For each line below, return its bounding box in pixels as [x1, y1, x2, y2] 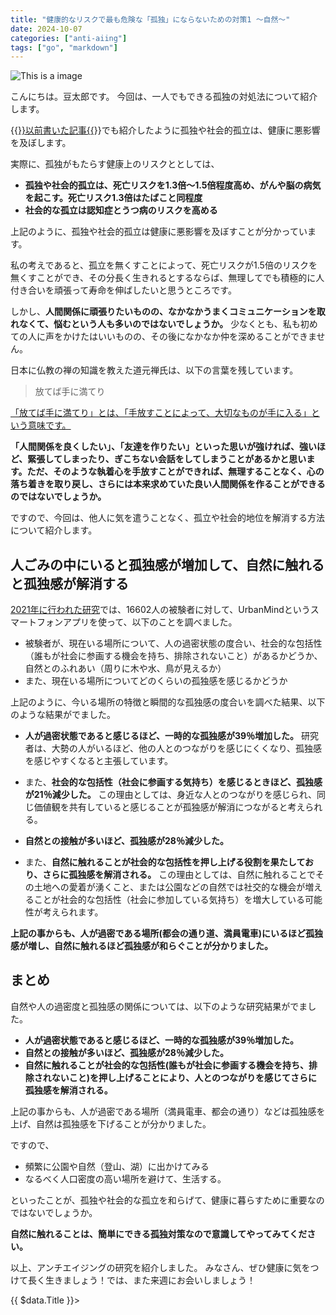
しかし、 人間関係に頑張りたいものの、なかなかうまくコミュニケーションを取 [10, 306, 326, 318]
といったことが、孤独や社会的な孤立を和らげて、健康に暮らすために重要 [10, 1194, 308, 1206]
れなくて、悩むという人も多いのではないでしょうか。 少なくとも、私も [10, 318, 301, 330]
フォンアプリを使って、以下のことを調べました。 [36, 616, 238, 628]
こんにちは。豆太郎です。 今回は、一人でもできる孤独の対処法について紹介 [10, 91, 318, 103]
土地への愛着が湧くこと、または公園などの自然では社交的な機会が [33, 881, 306, 893]
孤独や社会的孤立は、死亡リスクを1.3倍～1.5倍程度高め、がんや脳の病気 [24, 179, 322, 191]
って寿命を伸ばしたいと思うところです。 [71, 284, 237, 296]
